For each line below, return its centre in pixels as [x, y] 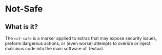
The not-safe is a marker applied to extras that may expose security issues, [81, 38]
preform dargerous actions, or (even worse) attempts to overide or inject [78, 43]
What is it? [21, 27]
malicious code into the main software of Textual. [54, 48]
